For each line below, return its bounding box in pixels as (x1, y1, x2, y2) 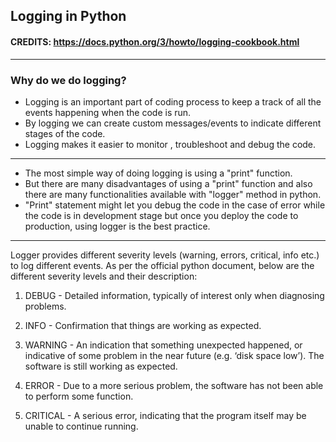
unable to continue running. (24, 420, 139, 432)
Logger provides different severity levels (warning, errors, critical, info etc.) (10, 249, 320, 261)
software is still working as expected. (24, 360, 178, 372)
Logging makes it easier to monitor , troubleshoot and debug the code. (24, 138, 317, 150)
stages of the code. (24, 127, 106, 139)
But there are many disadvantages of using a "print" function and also (24, 177, 313, 189)
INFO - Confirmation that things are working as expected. (24, 319, 262, 331)
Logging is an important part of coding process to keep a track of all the (24, 95, 322, 108)
